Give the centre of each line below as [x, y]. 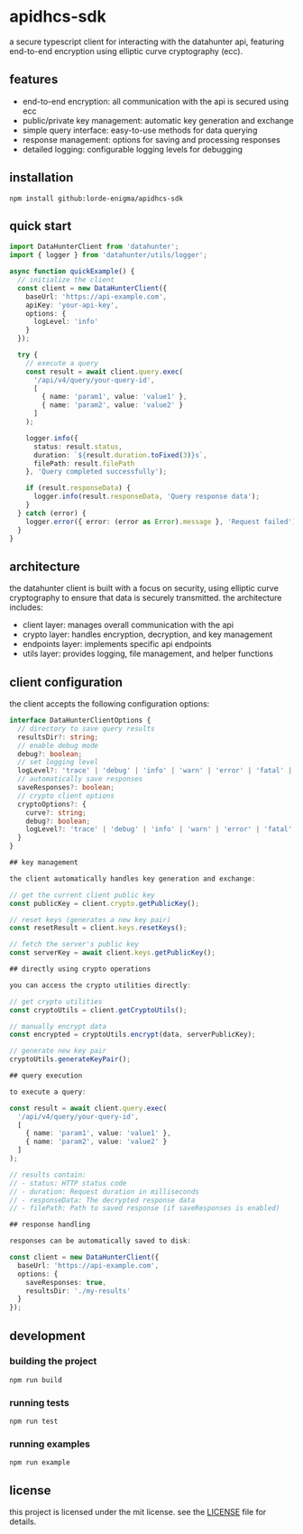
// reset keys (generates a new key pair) [90, 919]
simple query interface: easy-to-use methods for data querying [140, 130]
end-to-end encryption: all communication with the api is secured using [155, 101]
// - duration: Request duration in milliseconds [105, 1192]
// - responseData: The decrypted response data [102, 1200]
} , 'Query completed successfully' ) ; [96, 472]
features [34, 80]
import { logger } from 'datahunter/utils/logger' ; [108, 255]
